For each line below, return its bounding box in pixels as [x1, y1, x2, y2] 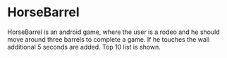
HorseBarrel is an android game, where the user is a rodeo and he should [7, 28, 220, 36]
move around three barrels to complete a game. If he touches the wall [7, 35, 210, 43]
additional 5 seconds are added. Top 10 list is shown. [7, 42, 161, 51]
